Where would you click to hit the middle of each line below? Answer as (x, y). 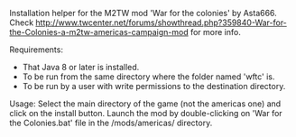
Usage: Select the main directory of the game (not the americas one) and (145, 104)
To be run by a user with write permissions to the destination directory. (154, 86)
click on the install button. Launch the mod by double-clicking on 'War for (146, 113)
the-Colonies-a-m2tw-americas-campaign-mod (99, 32)
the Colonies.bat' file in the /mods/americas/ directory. (111, 123)
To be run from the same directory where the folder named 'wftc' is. (148, 77)
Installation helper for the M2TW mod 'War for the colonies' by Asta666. (143, 13)
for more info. (215, 32)
